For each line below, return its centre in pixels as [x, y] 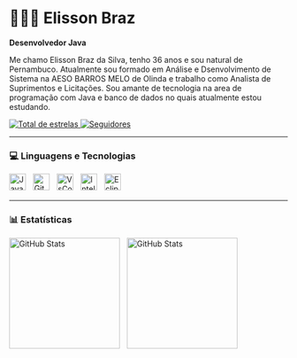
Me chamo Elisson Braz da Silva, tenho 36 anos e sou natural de [126, 59]
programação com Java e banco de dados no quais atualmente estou [136, 97]
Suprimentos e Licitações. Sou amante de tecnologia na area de [126, 88]
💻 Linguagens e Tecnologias [72, 156]
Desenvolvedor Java [48, 43]
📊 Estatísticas [41, 220]
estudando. [30, 106]
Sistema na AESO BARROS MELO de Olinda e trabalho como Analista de [140, 78]
